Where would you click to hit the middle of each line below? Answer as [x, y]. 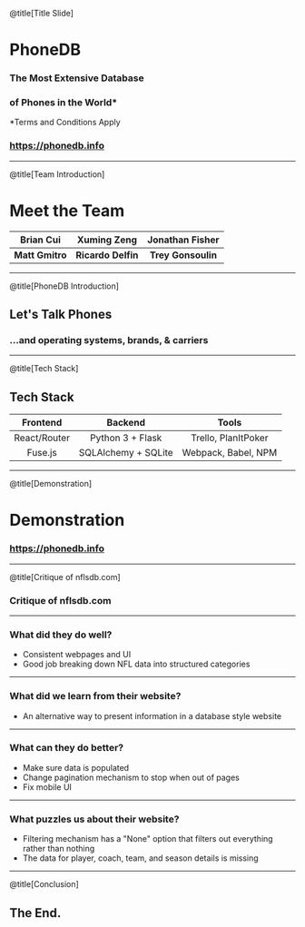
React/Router [42, 438]
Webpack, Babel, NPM [230, 453]
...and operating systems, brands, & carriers [109, 340]
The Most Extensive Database [77, 78]
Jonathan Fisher [183, 240]
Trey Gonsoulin [183, 255]
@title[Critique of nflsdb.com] [65, 577]
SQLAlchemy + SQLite [126, 453]
